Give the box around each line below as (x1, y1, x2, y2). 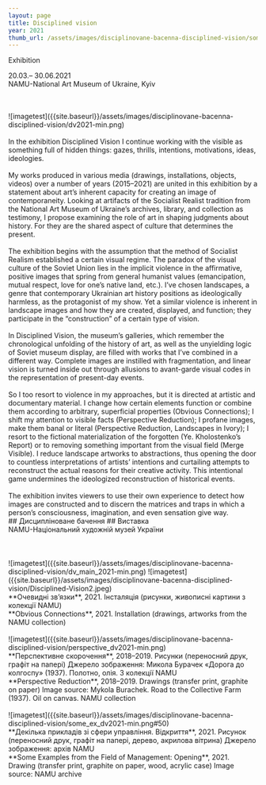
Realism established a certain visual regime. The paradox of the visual (8, 255, 237, 264)
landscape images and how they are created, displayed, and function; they (8, 306, 252, 315)
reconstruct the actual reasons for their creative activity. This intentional (8, 466, 243, 475)
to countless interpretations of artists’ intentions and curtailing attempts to (8, 457, 250, 467)
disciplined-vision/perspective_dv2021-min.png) (8, 643, 166, 652)
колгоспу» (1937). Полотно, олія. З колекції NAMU (8, 668, 177, 678)
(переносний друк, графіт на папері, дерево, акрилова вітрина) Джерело (8, 736, 256, 745)
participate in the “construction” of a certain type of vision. (8, 314, 200, 324)
